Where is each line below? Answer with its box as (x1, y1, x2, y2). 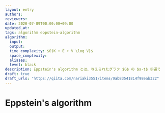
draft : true (5, 72, 29, 76)
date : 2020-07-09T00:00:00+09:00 (5, 21, 74, 26)
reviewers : (5, 16, 27, 21)
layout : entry (5, 7, 34, 12)
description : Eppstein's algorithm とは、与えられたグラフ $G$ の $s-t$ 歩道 (5, 67, 158, 72)
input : (9, 39, 23, 44)
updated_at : (5, 26, 29, 31)
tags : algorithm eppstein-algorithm (5, 30, 80, 35)
